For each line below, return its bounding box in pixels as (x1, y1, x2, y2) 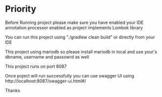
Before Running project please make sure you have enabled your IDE (5, 19, 144, 25)
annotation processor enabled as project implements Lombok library (5, 24, 143, 30)
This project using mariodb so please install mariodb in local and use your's (5, 49, 158, 55)
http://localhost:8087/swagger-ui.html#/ (5, 78, 87, 84)
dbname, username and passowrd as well (5, 54, 89, 59)
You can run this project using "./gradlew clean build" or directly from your (5, 34, 155, 40)
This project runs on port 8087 (5, 63, 67, 69)
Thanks (5, 87, 21, 93)
